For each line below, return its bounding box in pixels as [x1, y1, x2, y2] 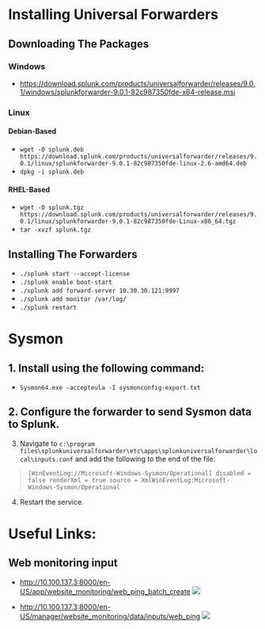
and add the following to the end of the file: [74, 454, 216, 463]
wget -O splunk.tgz [19, 204, 85, 212]
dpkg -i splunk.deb [19, 168, 85, 176]
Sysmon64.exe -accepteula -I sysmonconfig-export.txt [19, 384, 201, 392]
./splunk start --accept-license [19, 270, 131, 278]
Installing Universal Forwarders [8, 6, 219, 24]
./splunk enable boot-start [19, 279, 112, 287]
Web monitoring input [8, 556, 119, 570]
